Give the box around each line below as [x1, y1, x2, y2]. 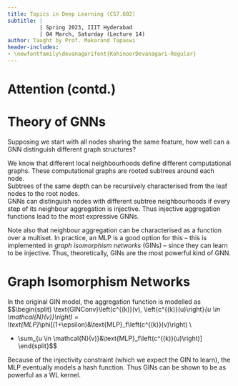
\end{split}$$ [17, 341, 58, 350]
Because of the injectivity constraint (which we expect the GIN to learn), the [7, 355, 231, 364]
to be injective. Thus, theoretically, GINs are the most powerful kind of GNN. [7, 249, 231, 257]
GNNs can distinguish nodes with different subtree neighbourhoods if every [7, 197, 231, 205]
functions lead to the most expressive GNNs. [7, 212, 139, 220]
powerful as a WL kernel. [7, 370, 81, 379]
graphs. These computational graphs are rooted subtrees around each [7, 167, 214, 175]
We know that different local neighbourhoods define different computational [7, 159, 232, 167]
